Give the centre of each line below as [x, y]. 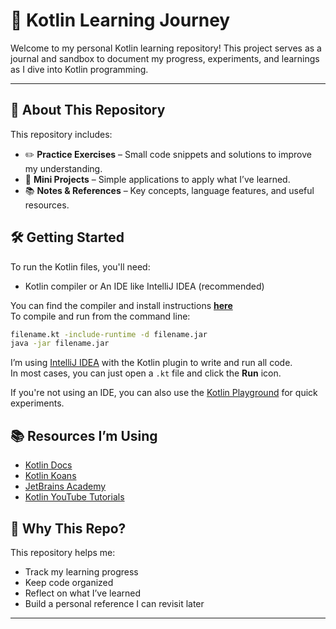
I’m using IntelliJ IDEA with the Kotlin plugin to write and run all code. [151, 363]
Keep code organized [69, 582]
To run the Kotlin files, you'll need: [80, 266]
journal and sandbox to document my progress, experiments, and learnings [165, 58]
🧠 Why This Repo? [68, 528]
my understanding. [63, 168]
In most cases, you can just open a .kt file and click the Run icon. [146, 373]
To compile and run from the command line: [100, 316]
